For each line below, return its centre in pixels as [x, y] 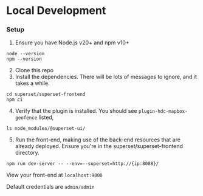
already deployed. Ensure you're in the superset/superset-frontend [99, 146]
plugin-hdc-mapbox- [163, 112]
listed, [46, 117]
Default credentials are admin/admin [50, 187]
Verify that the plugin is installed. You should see [76, 111]
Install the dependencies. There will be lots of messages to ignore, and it [106, 77]
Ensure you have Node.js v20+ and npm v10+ [72, 42]
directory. [27, 153]
